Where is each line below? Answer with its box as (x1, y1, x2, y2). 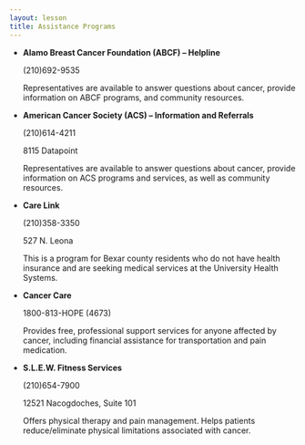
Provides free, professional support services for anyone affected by (22, 325, 278, 336)
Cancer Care (22, 289, 72, 301)
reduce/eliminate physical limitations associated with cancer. (22, 425, 251, 436)
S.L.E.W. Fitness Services (22, 362, 123, 373)
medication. (22, 344, 67, 356)
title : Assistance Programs (9, 22, 117, 31)
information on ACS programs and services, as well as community (22, 172, 270, 183)
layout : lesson (9, 13, 67, 23)
